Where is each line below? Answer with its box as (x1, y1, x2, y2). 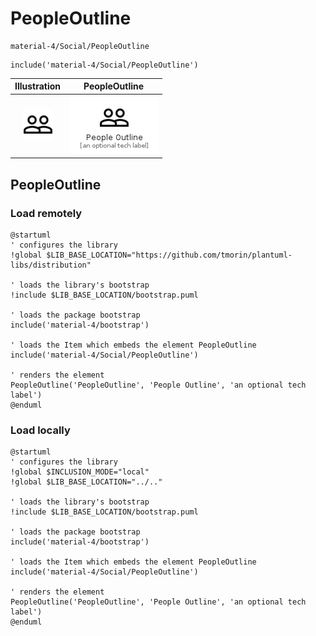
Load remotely (10, 206, 83, 220)
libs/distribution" (10, 260, 92, 270)
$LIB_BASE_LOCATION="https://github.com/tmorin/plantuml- (46, 250, 293, 260)
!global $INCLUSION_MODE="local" (10, 467, 150, 477)
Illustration (14, 80, 62, 92)
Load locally (10, 423, 71, 437)
